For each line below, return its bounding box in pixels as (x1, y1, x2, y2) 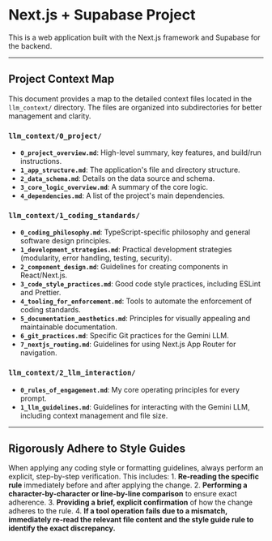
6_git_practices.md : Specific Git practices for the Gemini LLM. (19, 331, 229, 341)
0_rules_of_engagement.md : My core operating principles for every (19, 384, 240, 394)
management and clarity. (8, 111, 91, 121)
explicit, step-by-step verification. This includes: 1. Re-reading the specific (8, 472, 259, 482)
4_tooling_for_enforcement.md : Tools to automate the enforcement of (19, 296, 253, 306)
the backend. (8, 41, 53, 50)
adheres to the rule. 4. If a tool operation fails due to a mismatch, (8, 506, 228, 516)
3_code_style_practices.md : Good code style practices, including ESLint (19, 279, 261, 289)
